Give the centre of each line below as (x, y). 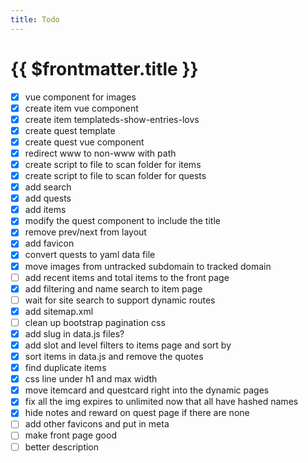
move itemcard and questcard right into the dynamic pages (147, 390)
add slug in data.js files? (74, 333)
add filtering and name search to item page (113, 288)
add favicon (49, 243)
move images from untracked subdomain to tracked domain (148, 266)
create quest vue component (84, 142)
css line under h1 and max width (91, 379)
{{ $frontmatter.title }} (104, 68)
